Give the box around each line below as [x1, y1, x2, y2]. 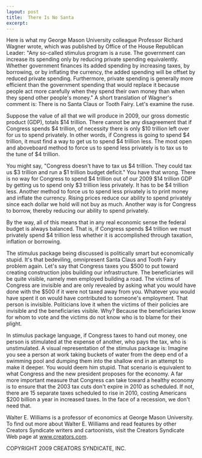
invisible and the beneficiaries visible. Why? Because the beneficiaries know [6, 307, 196, 315]
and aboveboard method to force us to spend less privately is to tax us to [6, 144, 188, 151]
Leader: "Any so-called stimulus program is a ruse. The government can [6, 49, 186, 57]
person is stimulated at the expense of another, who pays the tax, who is [6, 338, 187, 345]
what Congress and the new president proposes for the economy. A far [6, 370, 183, 377]
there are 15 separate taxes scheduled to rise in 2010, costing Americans [6, 389, 187, 397]
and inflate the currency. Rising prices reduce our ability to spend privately [6, 194, 192, 202]
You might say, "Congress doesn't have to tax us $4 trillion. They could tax [6, 162, 192, 169]
